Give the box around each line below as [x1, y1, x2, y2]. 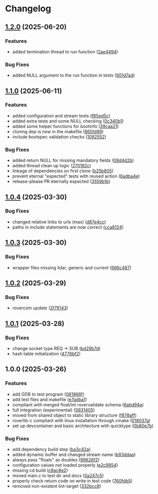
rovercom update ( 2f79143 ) [12, 305, 68, 311]
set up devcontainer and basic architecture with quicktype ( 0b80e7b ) [12, 423, 154, 429]
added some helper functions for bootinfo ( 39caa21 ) [12, 123, 119, 129]
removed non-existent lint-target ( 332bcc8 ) [12, 483, 101, 489]
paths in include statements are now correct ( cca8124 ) [12, 224, 124, 230]
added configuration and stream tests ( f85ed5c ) [12, 112, 111, 119]
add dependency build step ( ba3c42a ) [12, 446, 91, 452]
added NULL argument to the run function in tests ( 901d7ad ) [12, 72, 135, 78]
